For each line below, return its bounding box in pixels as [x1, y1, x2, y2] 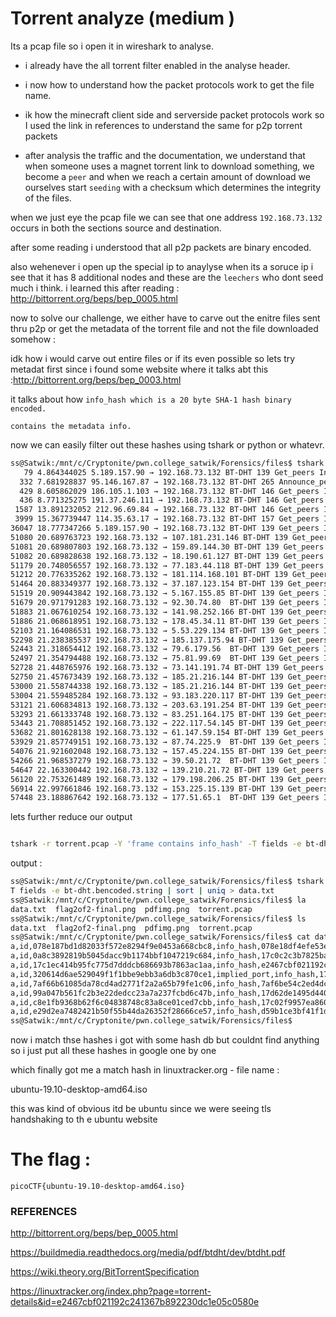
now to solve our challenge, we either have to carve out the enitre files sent [10, 312, 321, 324]
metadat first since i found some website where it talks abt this [10, 363, 269, 375]
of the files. [24, 192, 72, 204]
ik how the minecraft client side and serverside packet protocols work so [24, 108, 325, 121]
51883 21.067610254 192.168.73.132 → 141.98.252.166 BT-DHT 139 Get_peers [10, 607, 329, 617]
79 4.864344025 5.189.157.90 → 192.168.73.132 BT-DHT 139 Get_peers [23, 467, 315, 477]
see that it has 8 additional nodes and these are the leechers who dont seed [10, 271, 324, 283]
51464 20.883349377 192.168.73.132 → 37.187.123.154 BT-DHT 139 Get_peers [10, 579, 329, 589]
